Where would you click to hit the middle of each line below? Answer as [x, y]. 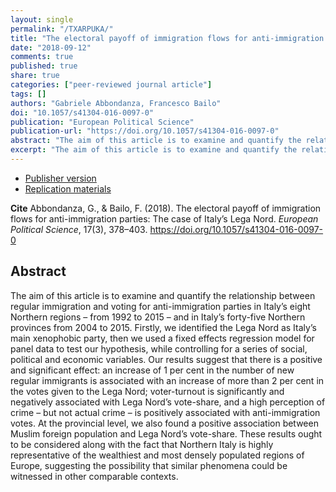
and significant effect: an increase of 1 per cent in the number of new [152, 370]
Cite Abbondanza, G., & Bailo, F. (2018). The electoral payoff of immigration [166, 208]
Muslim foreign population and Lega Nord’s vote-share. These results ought [166, 433]
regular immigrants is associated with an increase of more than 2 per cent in [167, 380]
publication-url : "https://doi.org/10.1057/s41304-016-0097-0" [145, 131]
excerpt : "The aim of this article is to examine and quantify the [154, 150]
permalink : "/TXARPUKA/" [62, 29]
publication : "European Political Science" [102, 122]
